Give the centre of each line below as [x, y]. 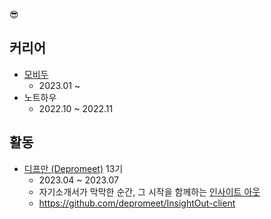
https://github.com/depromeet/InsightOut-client [137, 203]
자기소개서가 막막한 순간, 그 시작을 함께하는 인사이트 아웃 [149, 191]
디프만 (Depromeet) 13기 [73, 168]
